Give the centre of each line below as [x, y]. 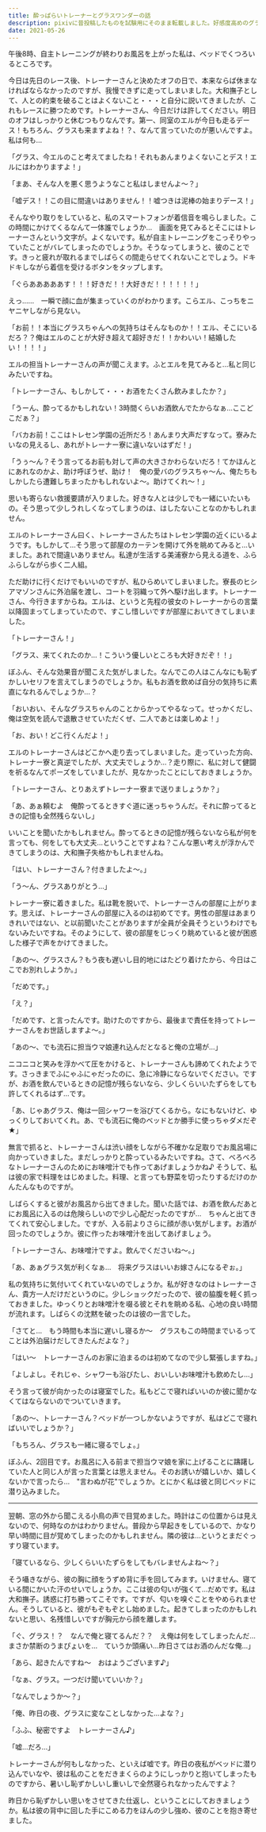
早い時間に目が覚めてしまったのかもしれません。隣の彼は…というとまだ [125, 1536]
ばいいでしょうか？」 [43, 1428]
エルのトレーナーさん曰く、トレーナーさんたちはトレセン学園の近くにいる [129, 535]
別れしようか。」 [55, 970]
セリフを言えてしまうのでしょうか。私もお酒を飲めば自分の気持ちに [140, 682]
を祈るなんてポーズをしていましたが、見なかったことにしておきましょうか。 [132, 772]
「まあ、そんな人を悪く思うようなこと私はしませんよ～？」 [105, 184]
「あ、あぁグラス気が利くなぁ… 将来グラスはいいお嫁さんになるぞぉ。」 [127, 1268]
